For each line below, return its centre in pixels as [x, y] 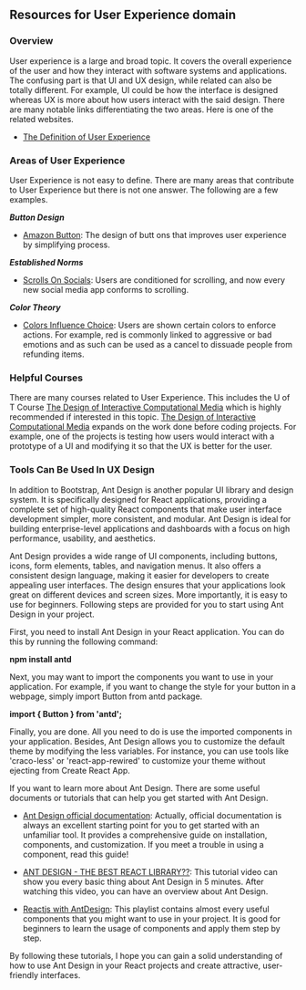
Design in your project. [52, 614]
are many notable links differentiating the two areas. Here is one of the [142, 109]
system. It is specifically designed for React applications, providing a [138, 499]
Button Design [37, 217]
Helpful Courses [46, 378]
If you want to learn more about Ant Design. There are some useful [135, 787]
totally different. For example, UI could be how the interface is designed [144, 89]
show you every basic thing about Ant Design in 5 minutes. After [143, 881]
